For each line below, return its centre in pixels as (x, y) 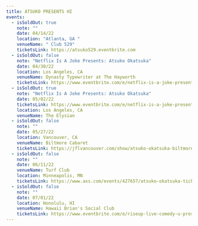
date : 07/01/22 (35, 198)
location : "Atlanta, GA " (49, 39)
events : (16, 17)
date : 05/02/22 (35, 99)
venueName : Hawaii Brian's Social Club (66, 209)
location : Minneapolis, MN (50, 176)
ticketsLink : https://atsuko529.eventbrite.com (76, 50)
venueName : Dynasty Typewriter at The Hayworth (76, 77)
